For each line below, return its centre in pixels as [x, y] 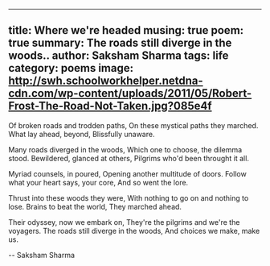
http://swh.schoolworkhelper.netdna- [106, 81]
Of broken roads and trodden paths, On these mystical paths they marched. [133, 125]
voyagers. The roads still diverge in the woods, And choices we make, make [134, 231]
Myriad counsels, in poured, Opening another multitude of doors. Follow [127, 173]
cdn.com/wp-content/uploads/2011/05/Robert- [130, 94]
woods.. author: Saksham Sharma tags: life [119, 56]
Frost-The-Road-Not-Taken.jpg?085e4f [110, 106]
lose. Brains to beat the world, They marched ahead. [95, 206]
